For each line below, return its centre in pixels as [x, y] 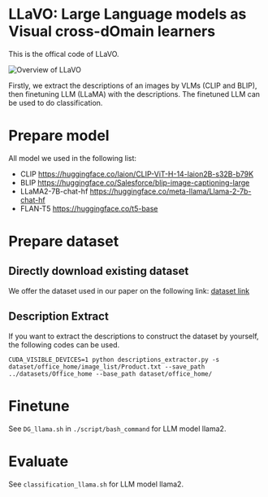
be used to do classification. [56, 102]
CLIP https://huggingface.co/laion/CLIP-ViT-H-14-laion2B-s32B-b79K [137, 174]
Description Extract [59, 317]
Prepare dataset [64, 242]
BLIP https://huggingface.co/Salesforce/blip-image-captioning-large [135, 182]
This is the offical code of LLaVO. [64, 54]
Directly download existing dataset [99, 271]
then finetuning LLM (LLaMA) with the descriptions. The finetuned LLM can [134, 94]
